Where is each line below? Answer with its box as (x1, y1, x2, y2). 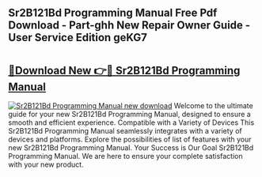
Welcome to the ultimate (173, 101, 253, 110)
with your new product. (8, 160, 85, 169)
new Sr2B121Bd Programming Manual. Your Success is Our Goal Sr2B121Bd (8, 143, 254, 153)
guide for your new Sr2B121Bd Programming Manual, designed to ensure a (8, 110, 251, 119)
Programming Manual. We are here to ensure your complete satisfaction (8, 152, 243, 160)
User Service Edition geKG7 (8, 31, 148, 44)
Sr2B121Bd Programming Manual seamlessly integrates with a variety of (8, 126, 243, 135)
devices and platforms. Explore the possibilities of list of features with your (8, 134, 252, 144)
